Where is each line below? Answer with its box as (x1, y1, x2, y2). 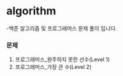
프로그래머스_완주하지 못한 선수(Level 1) (15, 56, 110, 63)
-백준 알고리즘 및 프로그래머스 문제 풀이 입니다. (6, 25, 117, 32)
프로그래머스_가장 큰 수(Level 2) (15, 63, 92, 71)
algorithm (6, 4, 56, 18)
